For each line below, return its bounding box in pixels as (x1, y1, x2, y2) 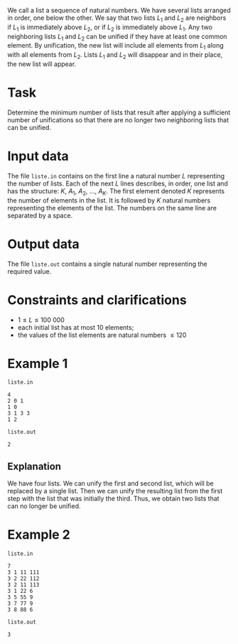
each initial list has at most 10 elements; (17, 323, 134, 331)
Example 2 (7, 527, 71, 543)
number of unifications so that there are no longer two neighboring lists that (7, 115, 229, 124)
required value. (7, 267, 52, 276)
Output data (7, 236, 80, 252)
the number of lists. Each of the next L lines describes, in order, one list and (7, 179, 229, 188)
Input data (7, 149, 69, 164)
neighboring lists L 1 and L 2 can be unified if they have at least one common (7, 32, 227, 42)
